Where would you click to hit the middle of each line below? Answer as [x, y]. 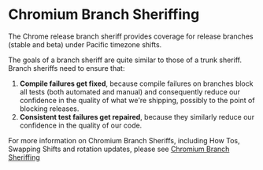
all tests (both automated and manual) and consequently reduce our [130, 91]
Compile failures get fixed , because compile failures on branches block [136, 83]
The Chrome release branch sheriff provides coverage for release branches [131, 36]
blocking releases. [49, 109]
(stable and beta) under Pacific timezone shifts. [85, 44]
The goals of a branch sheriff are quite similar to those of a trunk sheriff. [125, 60]
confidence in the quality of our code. [81, 125]
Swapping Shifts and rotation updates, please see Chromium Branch [119, 149]
